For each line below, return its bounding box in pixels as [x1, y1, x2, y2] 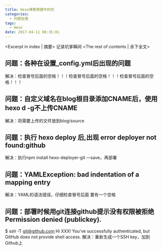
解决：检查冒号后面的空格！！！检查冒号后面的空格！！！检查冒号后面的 [5, 73, 149, 79]
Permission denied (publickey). [5, 215, 102, 224]
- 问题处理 [9, 16, 29, 21]
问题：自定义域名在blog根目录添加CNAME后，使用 [5, 95, 158, 103]
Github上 [5, 240, 23, 246]
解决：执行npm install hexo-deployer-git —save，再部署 [5, 155, 117, 161]
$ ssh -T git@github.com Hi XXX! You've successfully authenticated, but [5, 228, 150, 234]
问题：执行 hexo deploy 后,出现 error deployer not [5, 133, 157, 142]
